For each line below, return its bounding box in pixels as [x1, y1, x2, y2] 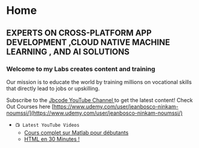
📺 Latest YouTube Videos [15, 122, 80, 128]
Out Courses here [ [6, 103, 54, 110]
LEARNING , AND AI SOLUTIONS [6, 47, 130, 57]
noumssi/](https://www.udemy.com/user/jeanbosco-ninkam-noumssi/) [6, 109, 183, 117]
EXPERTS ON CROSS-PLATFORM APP [6, 28, 152, 38]
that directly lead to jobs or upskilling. [6, 85, 100, 92]
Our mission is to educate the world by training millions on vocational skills [6, 78, 192, 85]
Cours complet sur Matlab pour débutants [24, 129, 129, 136]
